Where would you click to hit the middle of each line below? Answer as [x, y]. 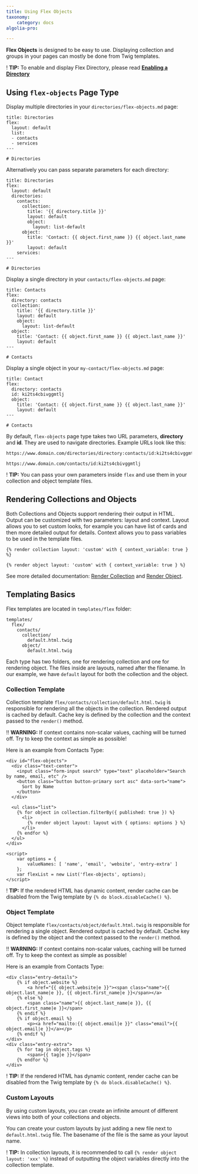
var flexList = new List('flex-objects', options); [81, 874]
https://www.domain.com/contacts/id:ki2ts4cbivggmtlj [74, 464]
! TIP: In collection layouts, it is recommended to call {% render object [91, 1152]
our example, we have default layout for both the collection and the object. [97, 674]
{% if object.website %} [47, 983]
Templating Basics [41, 594]
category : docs [35, 22]
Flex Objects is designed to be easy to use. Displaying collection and [90, 50]
